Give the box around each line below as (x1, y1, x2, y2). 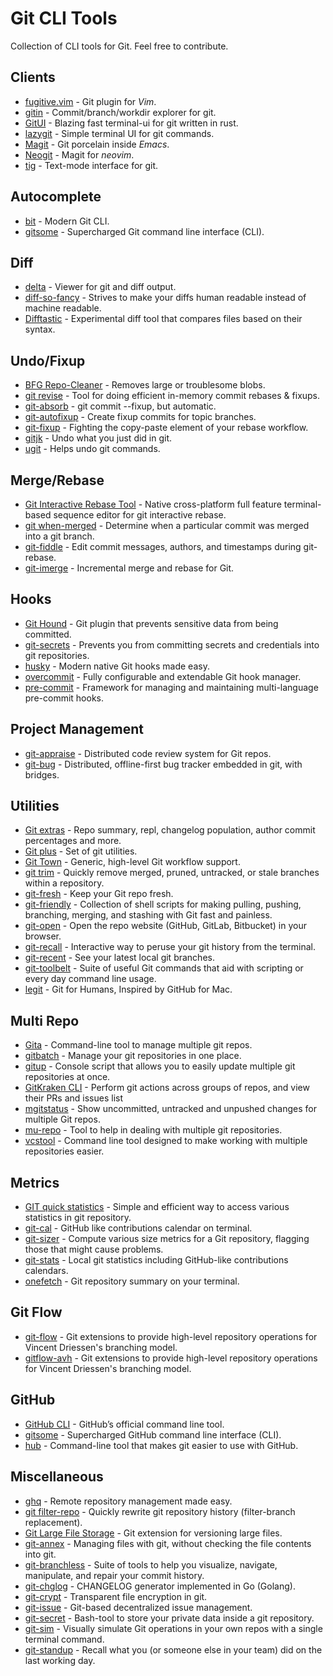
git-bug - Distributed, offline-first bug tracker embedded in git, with (24, 758, 303, 770)
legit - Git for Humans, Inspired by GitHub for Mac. (24, 983, 233, 996)
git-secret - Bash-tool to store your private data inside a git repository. (24, 1612, 315, 1624)
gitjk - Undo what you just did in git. (24, 432, 173, 444)
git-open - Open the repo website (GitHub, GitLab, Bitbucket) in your (24, 920, 307, 932)
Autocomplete (10, 188, 102, 206)
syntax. (24, 323, 56, 336)
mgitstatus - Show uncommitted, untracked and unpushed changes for (24, 1103, 317, 1115)
